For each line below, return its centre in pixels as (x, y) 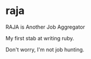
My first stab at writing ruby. (40, 38)
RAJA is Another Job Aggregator (45, 27)
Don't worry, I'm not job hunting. (45, 49)
